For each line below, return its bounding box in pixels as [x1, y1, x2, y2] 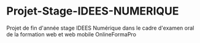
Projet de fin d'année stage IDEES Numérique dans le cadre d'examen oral [6, 24, 194, 31]
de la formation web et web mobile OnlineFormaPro [6, 30, 137, 38]
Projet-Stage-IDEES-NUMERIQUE [6, 4, 179, 18]
